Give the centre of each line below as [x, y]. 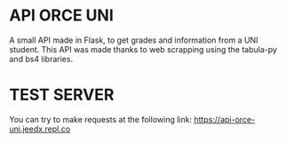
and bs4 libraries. [41, 59]
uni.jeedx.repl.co [40, 129]
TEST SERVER [62, 95]
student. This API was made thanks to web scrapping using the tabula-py [143, 49]
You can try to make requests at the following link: [101, 119]
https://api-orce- [225, 119]
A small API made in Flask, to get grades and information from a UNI [134, 40]
